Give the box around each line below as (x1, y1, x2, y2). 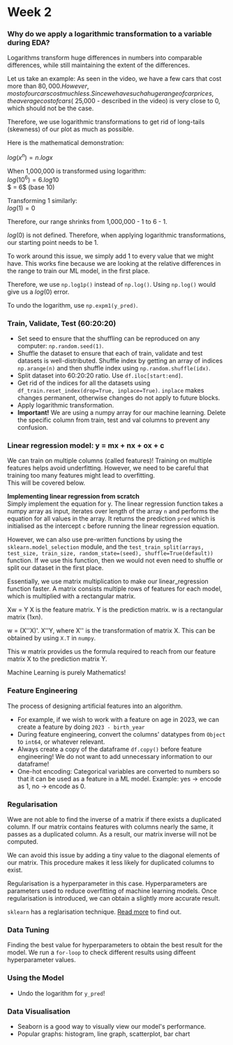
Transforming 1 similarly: (7, 196, 78, 204)
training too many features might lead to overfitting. (7, 472, 156, 480)
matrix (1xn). (7, 613, 43, 622)
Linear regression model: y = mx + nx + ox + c (7, 441, 165, 451)
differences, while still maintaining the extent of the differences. (7, 61, 190, 70)
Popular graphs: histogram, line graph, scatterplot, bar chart (17, 1030, 190, 1038)
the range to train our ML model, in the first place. (7, 266, 150, 275)
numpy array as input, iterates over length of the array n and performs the (7, 507, 219, 516)
